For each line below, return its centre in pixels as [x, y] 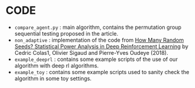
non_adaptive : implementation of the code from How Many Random [99, 40]
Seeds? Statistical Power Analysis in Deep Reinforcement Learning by [101, 46]
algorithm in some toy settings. [53, 78]
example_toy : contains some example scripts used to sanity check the [102, 72]
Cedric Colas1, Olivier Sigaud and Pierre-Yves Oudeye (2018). [91, 52]
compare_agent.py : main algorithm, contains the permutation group [98, 27]
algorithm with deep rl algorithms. [57, 65]
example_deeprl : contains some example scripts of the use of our [96, 59]
